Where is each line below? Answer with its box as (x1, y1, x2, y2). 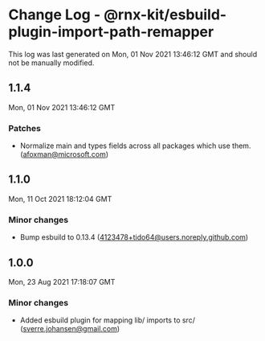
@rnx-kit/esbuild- (103, 6, 227, 24)
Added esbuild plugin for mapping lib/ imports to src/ (19, 315, 195, 325)
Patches (8, 122, 42, 134)
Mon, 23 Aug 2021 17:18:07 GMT (8, 277, 116, 286)
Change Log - (8, 6, 101, 24)
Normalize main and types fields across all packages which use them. (19, 141, 251, 150)
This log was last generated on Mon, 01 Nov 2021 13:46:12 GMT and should (8, 49, 258, 59)
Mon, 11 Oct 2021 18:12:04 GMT (8, 194, 112, 203)
